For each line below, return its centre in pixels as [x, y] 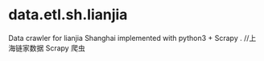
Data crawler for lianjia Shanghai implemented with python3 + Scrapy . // [129, 38]
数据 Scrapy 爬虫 [58, 48]
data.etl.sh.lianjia [68, 15]
